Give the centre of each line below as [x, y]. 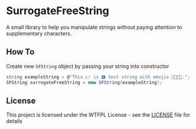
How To [20, 52]
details [14, 121]
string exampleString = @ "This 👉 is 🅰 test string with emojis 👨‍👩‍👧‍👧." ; [98, 77]
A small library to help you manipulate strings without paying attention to [94, 27]
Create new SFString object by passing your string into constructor [88, 66]
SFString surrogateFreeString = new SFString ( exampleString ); [84, 82]
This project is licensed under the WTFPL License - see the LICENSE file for [98, 115]
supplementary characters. [39, 33]
